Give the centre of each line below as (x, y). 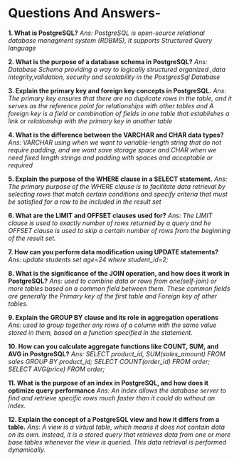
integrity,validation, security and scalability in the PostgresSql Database (114, 77)
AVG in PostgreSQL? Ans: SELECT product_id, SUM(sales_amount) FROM (117, 353)
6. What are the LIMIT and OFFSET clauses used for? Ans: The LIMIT (110, 215)
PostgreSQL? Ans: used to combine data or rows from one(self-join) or (112, 281)
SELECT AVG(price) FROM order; (57, 369)
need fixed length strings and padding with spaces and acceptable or (111, 157)
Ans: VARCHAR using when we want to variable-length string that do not (115, 142)
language (22, 48)
